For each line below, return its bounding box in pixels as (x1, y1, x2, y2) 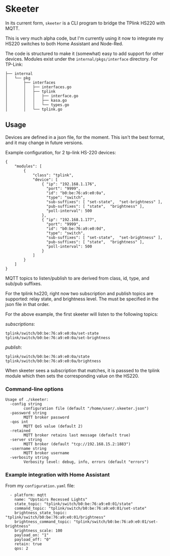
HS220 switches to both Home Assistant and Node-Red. (5, 40, 124, 46)
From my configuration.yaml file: (5, 483, 75, 489)
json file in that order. (5, 301, 50, 307)
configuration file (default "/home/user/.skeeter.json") (23, 406, 149, 411)
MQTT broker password (23, 415, 70, 420)
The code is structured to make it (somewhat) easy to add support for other (5, 50, 164, 57)
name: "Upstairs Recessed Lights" (14, 497, 88, 502)
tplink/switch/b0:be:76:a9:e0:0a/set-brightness (5, 335, 110, 340)
